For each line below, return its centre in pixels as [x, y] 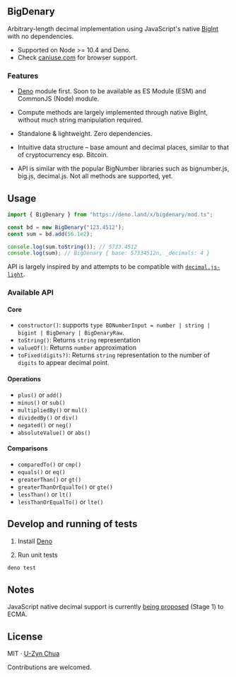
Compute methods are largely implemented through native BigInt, [113, 112]
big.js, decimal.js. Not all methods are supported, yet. [95, 176]
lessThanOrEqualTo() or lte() [60, 502]
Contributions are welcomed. [49, 667]
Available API [31, 293]
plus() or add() [40, 395]
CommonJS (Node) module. [58, 99]
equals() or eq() [41, 471]
